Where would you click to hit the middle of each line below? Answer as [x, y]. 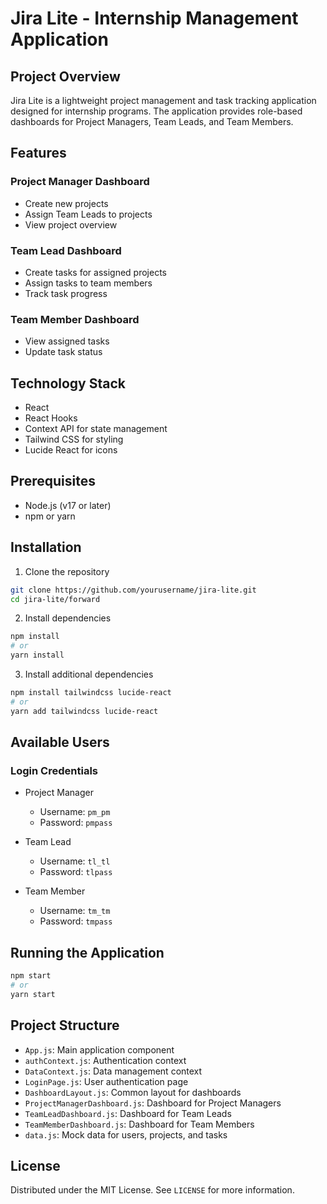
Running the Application [87, 952]
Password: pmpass [76, 823]
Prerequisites [53, 481]
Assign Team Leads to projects [88, 214]
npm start [31, 976]
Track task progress [66, 293]
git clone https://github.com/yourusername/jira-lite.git [133, 590]
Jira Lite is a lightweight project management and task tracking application [163, 100]
